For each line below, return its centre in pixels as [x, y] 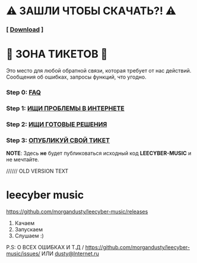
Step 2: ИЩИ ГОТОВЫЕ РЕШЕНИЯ [57, 124]
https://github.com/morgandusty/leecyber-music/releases [77, 212]
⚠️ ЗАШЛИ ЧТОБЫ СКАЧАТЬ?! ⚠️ [91, 11]
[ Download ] [25, 30]
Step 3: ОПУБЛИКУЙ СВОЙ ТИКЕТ [58, 140]
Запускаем [29, 230]
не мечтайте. [23, 159]
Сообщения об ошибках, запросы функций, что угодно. [76, 77]
